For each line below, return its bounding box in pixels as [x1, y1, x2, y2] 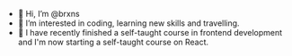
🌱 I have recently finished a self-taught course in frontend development [17, 28, 283, 37]
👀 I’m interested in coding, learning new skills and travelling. [17, 18, 240, 28]
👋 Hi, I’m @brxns [17, 9, 80, 19]
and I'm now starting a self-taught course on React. [17, 36, 209, 47]
